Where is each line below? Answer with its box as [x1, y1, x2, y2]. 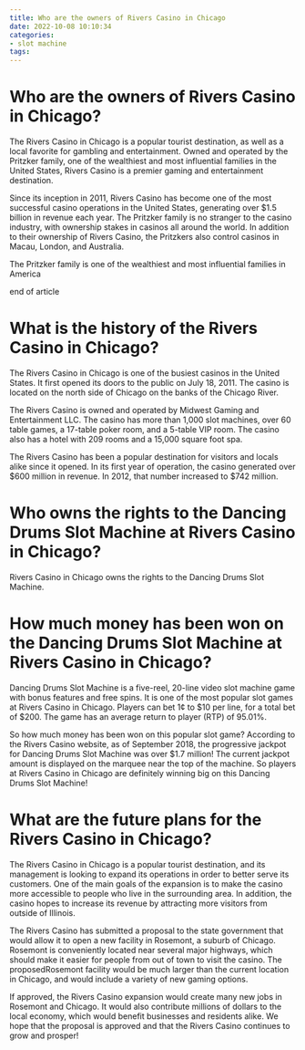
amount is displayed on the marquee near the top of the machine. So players [9, 758, 297, 769]
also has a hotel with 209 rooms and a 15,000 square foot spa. [9, 434, 243, 444]
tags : [9, 47, 30, 57]
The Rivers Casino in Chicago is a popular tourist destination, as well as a [9, 136, 284, 147]
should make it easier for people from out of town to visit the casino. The [9, 954, 282, 965]
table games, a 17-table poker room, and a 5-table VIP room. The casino [9, 424, 280, 434]
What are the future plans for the [9, 809, 262, 830]
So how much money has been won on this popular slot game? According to [9, 729, 296, 740]
